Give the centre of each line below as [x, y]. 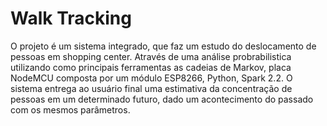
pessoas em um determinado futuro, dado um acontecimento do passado [162, 99]
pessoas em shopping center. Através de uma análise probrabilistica [151, 56]
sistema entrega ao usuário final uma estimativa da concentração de [151, 88]
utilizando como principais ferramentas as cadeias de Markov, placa [151, 67]
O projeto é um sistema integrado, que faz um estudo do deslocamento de [163, 46]
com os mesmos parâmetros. [70, 109]
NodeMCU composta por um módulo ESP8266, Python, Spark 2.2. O [151, 78]
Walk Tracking [71, 18]
